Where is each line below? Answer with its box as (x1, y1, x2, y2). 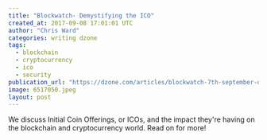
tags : (8, 41, 26, 49)
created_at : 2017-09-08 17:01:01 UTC (8, 19, 133, 27)
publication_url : (8, 78, 66, 86)
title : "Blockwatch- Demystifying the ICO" (8, 11, 155, 20)
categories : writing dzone (8, 33, 98, 42)
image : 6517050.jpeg (8, 85, 77, 94)
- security (15, 71, 52, 79)
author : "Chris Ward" (8, 26, 80, 34)
